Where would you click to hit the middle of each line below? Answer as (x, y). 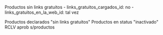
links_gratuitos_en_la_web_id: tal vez (42, 12)
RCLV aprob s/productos (30, 27)
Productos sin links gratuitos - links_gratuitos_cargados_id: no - (69, 7)
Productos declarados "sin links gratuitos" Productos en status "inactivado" (81, 22)
